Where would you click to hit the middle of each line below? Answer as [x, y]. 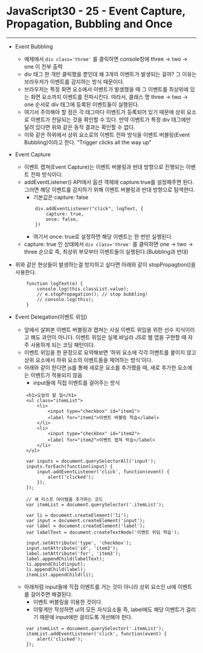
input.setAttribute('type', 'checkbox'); [79, 543]
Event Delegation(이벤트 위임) [51, 317]
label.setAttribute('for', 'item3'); [73, 553]
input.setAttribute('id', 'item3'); [72, 548]
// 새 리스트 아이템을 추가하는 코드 [65, 499]
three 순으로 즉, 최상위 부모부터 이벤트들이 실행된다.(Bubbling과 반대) [106, 251]
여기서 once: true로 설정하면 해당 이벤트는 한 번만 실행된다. [103, 236]
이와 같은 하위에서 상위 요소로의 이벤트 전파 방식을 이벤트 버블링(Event [107, 134]
